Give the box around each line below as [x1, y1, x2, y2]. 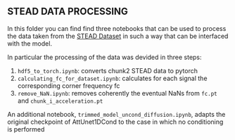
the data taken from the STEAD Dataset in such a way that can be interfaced [7, 32, 229, 40]
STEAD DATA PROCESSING [7, 6, 129, 18]
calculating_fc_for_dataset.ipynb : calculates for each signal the [17, 74, 208, 82]
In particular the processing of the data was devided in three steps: [7, 53, 202, 61]
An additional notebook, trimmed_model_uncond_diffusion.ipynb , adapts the [7, 110, 226, 118]
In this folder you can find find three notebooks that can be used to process [7, 24, 227, 32]
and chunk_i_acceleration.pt [17, 96, 103, 105]
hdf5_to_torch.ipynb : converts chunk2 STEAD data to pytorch [17, 66, 198, 75]
